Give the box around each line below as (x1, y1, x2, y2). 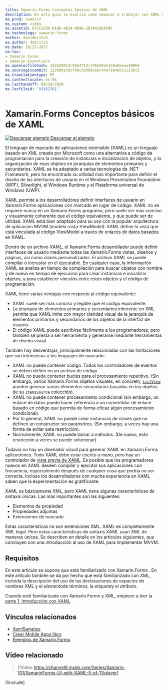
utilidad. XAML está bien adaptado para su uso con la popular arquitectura (5, 218, 158, 224)
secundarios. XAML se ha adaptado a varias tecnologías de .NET (5, 166, 139, 172)
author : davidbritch (5, 36, 48, 41)
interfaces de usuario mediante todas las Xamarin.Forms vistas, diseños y (5, 249, 157, 255)
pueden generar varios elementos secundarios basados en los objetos (12, 384, 158, 390)
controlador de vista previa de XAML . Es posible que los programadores (5, 457, 153, 463)
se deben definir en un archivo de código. (12, 368, 99, 374)
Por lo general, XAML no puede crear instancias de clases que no (12, 416, 147, 422)
